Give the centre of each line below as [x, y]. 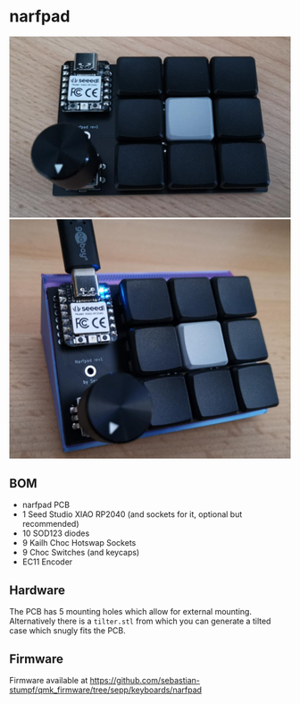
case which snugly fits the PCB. [68, 631]
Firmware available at [49, 680]
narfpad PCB [46, 505]
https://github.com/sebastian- [145, 680]
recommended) [50, 524]
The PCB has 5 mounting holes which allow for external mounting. [131, 612]
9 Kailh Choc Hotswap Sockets [79, 543]
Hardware [37, 590]
